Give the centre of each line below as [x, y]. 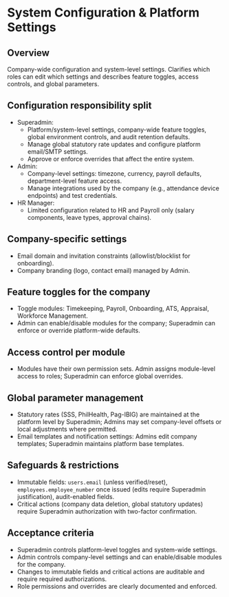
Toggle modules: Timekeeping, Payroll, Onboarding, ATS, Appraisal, [113, 309]
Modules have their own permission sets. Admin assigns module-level [116, 369]
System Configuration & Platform [103, 13]
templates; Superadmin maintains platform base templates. [100, 444]
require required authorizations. [62, 579]
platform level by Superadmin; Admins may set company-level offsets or [119, 422]
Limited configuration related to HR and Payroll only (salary [111, 210]
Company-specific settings [67, 239]
